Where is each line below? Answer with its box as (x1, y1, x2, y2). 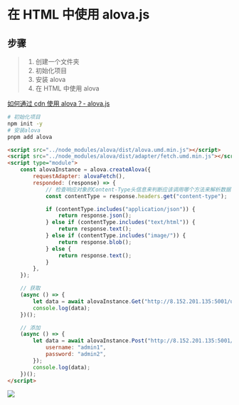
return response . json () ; (58, 212, 132, 220)
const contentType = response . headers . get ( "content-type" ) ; (45, 193, 228, 200)
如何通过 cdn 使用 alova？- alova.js (7, 99, 110, 108)
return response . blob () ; (58, 238, 132, 246)
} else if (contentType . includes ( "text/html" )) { (45, 219, 196, 226)
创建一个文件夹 (35, 58, 80, 66)
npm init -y (7, 120, 43, 127)
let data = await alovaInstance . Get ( (33, 297, 144, 305)
